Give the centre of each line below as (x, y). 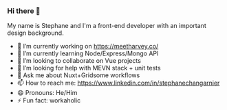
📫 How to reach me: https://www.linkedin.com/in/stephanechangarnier (118, 83)
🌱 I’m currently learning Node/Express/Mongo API (88, 53)
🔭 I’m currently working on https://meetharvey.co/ (88, 46)
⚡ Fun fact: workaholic (49, 100)
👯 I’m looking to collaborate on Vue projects (79, 61)
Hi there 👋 (24, 11)
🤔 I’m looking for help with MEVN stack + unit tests (89, 68)
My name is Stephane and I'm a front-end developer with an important (107, 26)
